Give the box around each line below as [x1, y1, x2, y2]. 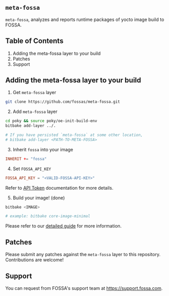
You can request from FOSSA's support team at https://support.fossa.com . [5, 285, 163, 291]
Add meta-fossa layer [12, 108, 58, 115]
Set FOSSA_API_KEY [12, 166, 51, 172]
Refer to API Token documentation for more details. [5, 185, 114, 191]
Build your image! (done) [12, 194, 65, 201]
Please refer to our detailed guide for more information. [5, 223, 122, 229]
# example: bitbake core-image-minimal [5, 214, 91, 219]
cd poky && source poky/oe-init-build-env [5, 119, 97, 124]
